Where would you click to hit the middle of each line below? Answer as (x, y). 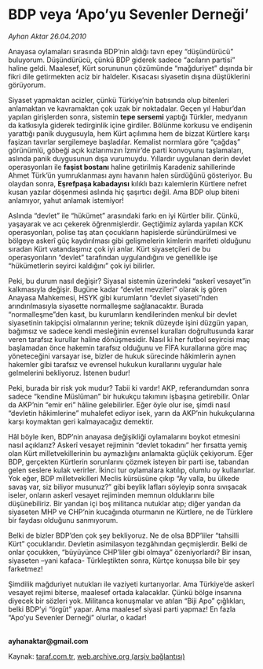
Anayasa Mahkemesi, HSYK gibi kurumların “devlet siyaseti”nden (113, 297)
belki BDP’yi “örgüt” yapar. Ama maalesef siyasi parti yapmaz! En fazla (122, 609)
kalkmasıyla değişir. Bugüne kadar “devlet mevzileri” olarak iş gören (118, 289)
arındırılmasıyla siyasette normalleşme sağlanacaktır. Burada (106, 306)
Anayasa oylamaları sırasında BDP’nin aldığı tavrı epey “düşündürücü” (121, 51)
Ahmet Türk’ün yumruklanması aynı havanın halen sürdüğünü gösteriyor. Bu (130, 175)
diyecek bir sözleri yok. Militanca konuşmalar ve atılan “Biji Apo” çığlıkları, (127, 601)
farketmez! (26, 568)
